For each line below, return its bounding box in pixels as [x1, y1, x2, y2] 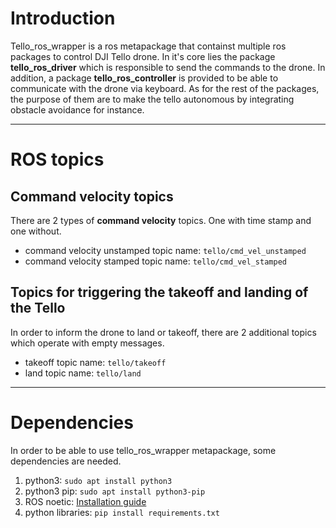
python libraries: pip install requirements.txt [24, 506, 220, 518]
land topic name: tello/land [24, 367, 142, 379]
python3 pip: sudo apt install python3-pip [24, 485, 206, 497]
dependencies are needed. [10, 455, 122, 467]
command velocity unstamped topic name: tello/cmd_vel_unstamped [24, 244, 307, 256]
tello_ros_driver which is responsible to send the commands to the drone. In [10, 61, 326, 73]
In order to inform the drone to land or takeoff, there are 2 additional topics [10, 326, 317, 338]
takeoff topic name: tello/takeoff [24, 356, 167, 368]
